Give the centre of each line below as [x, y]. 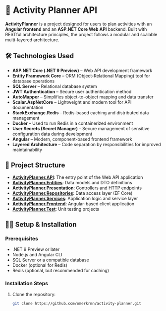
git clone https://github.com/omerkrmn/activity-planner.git [77, 303]
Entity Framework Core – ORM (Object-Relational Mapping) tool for [81, 76]
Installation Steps [27, 284]
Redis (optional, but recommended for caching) [60, 271]
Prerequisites [22, 238]
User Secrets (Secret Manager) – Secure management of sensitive [81, 128]
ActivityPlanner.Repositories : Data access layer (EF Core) [72, 193]
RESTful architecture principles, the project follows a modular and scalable [81, 34]
